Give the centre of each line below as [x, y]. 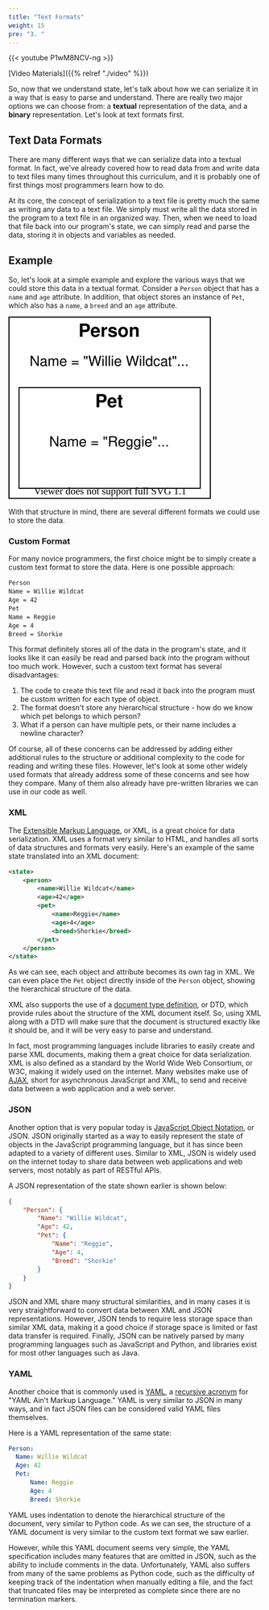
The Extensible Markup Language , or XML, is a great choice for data [122, 830]
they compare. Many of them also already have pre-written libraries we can [133, 783]
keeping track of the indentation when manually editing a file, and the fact [131, 1582]
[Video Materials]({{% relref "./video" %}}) [79, 73]
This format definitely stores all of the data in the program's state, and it [128, 649]
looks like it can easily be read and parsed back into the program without [129, 658]
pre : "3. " [27, 34]
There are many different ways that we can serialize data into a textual [125, 159]
